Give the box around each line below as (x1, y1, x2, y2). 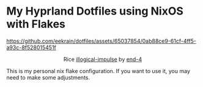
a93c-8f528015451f (6, 44, 57, 51)
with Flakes (6, 17, 66, 31)
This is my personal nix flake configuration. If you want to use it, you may (6, 67, 191, 74)
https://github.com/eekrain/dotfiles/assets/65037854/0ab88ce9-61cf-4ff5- (6, 37, 197, 44)
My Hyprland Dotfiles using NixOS (6, 4, 183, 18)
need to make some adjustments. (6, 74, 90, 81)
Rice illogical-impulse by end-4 (63, 55, 142, 63)
